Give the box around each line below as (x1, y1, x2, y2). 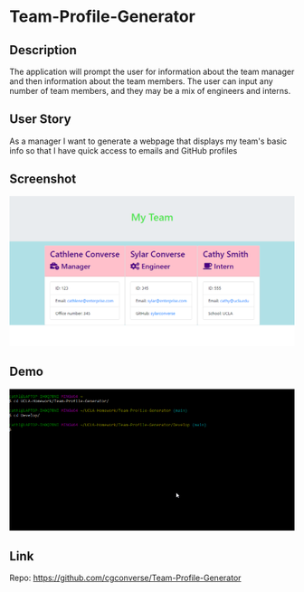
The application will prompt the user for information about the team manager (9, 66, 295, 77)
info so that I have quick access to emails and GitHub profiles (9, 145, 238, 155)
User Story (9, 111, 71, 127)
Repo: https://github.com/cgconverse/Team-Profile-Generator (9, 572, 242, 583)
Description (9, 42, 77, 58)
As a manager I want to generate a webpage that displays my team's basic (9, 136, 288, 146)
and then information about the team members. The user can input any (9, 76, 273, 87)
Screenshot (9, 172, 77, 187)
